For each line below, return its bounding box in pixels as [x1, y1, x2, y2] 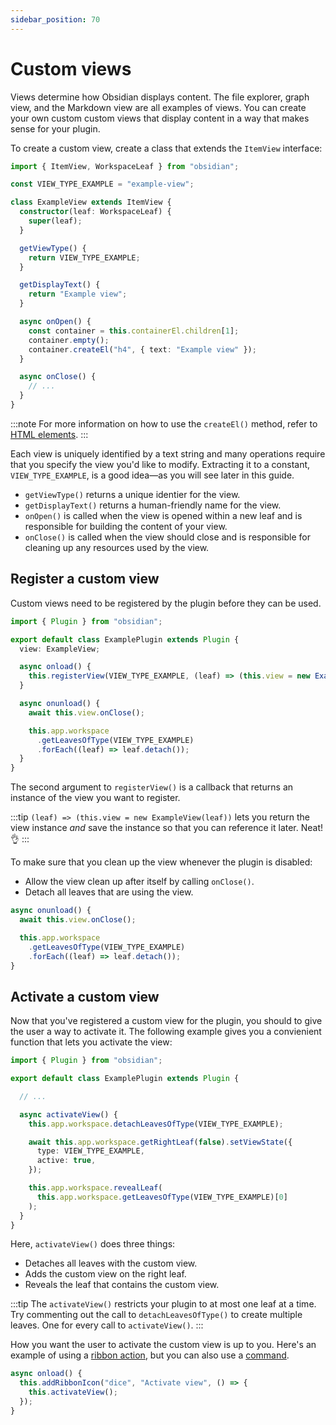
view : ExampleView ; [19, 644, 101, 654]
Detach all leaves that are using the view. [24, 886, 194, 898]
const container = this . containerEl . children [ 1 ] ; [28, 326, 240, 336]
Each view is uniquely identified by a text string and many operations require [10, 447, 326, 460]
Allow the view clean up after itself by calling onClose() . [24, 876, 255, 888]
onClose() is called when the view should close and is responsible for [24, 531, 311, 543]
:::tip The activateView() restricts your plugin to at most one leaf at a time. [10, 1298, 317, 1310]
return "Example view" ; [28, 289, 128, 300]
